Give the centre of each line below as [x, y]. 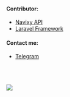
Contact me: [22, 42]
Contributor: [22, 9]
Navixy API [29, 22]
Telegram [27, 56]
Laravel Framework [39, 29]
